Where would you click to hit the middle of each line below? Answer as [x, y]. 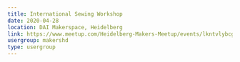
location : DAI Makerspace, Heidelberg [65, 27]
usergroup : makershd [38, 41]
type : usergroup [31, 47]
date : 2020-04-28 [33, 21]
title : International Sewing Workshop [65, 14]
